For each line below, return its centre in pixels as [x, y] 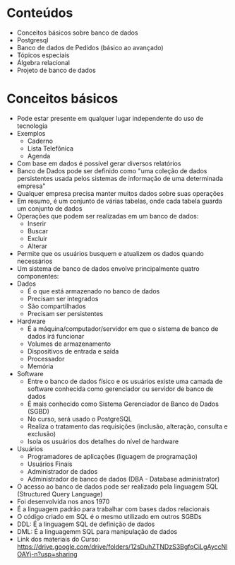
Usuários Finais [50, 464]
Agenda [39, 156]
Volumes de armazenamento [69, 344]
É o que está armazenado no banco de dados [94, 291]
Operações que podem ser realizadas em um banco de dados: [108, 216]
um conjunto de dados [49, 208]
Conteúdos [40, 13]
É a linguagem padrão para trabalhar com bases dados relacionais [113, 509]
